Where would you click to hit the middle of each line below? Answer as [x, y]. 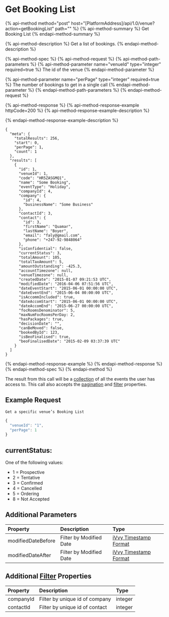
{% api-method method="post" [38, 23]
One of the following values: [34, 463]
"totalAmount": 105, [40, 257]
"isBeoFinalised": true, [45, 337]
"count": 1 [26, 151]
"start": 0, [27, 143]
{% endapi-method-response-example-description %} [62, 120]
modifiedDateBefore [32, 540]
